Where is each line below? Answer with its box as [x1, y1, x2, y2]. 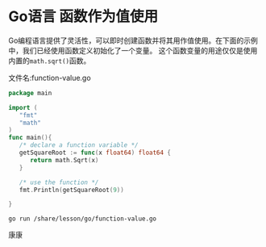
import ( [8, 103, 38, 111]
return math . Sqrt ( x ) [29, 156, 99, 164]
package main [8, 89, 52, 97]
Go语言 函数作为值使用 [8, 7, 159, 26]
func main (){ [8, 134, 52, 142]
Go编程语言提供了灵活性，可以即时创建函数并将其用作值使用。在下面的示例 [8, 36, 258, 45]
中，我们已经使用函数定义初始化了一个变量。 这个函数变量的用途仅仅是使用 [8, 45, 258, 55]
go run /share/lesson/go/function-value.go [8, 215, 157, 223]
